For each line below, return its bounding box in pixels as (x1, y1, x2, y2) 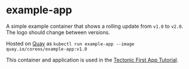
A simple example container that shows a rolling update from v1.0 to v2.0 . (6, 23, 184, 30)
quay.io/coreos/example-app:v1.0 (6, 46, 87, 52)
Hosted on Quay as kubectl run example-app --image (6, 40, 135, 47)
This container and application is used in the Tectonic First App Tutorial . (6, 56, 179, 63)
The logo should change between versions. (6, 28, 110, 35)
